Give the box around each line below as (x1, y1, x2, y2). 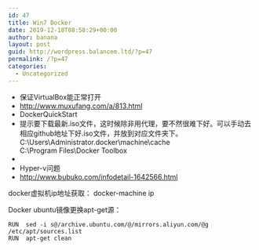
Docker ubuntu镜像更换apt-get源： (8, 205, 122, 214)
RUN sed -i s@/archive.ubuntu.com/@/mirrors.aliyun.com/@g (8, 220, 210, 228)
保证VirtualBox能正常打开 (19, 92, 102, 102)
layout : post (8, 41, 51, 49)
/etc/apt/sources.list (8, 227, 82, 235)
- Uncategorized (15, 70, 68, 78)
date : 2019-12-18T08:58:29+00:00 (8, 26, 118, 34)
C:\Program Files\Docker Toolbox (19, 146, 128, 155)
